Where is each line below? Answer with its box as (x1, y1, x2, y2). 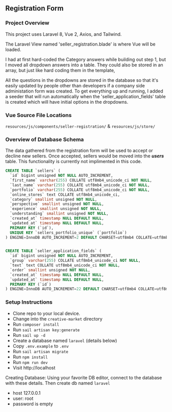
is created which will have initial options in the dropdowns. (5, 99, 128, 105)
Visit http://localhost (12, 364, 56, 371)
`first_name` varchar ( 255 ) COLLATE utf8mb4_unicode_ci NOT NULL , (10, 178, 153, 183)
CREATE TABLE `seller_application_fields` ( (5, 248, 102, 254)
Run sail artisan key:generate (12, 327, 80, 333)
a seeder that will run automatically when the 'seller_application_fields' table (5, 93, 166, 99)
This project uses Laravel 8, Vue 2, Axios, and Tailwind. (5, 31, 122, 37)
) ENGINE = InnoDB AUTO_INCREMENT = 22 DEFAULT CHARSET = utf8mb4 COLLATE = (5, 286, 157, 292)
